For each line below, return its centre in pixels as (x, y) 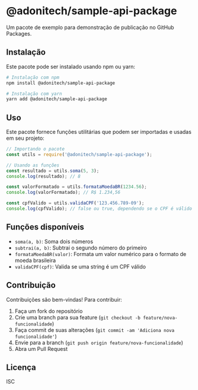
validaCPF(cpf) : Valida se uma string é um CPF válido (80, 266)
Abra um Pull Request (41, 349)
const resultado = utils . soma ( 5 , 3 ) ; (53, 171)
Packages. (19, 33)
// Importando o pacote (36, 149)
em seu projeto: (25, 138)
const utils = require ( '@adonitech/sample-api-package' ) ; (79, 154)
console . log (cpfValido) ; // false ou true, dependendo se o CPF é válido (99, 209)
